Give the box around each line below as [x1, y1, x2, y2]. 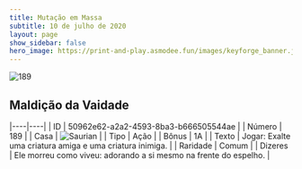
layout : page [9, 30, 58, 39]
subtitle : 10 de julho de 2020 [9, 22, 127, 31]
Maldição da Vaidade [9, 97, 129, 112]
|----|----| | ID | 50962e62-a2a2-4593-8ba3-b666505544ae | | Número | [9, 120, 282, 131]
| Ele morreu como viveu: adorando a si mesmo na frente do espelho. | [9, 149, 271, 160]
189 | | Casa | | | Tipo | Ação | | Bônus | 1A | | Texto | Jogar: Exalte [9, 130, 291, 141]
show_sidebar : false [9, 38, 87, 48]
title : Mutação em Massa [9, 13, 102, 22]
